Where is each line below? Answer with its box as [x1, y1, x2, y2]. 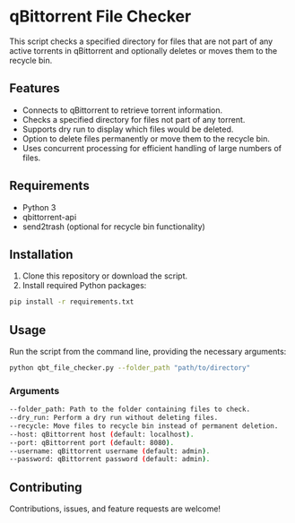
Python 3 [22, 201, 56, 212]
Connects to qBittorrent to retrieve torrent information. [22, 105, 223, 116]
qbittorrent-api [22, 211, 77, 222]
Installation [9, 246, 74, 261]
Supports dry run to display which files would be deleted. [22, 124, 234, 134]
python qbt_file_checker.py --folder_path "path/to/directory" [9, 364, 251, 373]
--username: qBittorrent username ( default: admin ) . [9, 446, 211, 456]
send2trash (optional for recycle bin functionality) [22, 221, 206, 232]
